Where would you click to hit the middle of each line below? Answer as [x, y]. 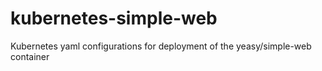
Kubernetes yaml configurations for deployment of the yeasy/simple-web [161, 46]
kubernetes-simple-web [114, 18]
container [30, 56]
